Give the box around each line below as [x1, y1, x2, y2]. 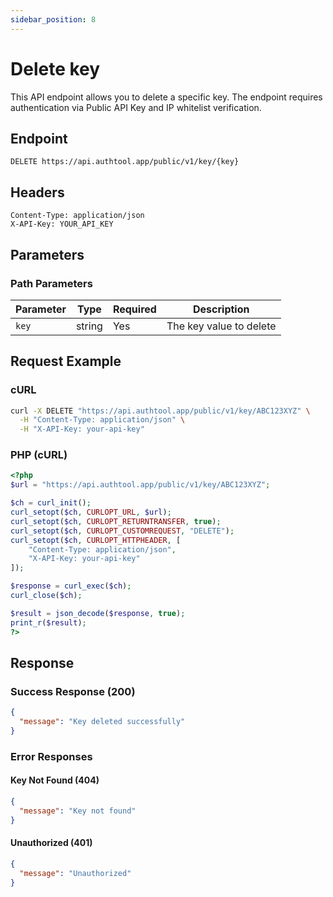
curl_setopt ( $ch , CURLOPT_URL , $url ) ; [10, 507, 172, 518]
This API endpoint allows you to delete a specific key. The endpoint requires [10, 91, 323, 103]
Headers [10, 184, 65, 201]
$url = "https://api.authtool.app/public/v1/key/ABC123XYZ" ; [10, 480, 271, 490]
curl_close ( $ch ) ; [10, 591, 83, 601]
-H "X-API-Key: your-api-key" [19, 424, 145, 435]
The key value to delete [166, 319, 277, 333]
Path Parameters [10, 276, 93, 290]
